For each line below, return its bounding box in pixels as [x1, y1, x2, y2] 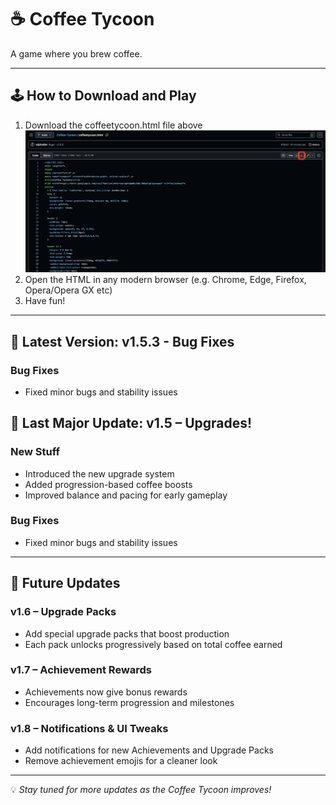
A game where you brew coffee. [10, 47, 143, 60]
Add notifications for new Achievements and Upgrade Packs [24, 744, 274, 756]
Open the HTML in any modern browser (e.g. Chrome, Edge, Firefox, [24, 274, 307, 286]
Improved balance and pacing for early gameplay [24, 489, 228, 501]
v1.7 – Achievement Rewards [10, 663, 153, 677]
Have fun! [24, 295, 66, 307]
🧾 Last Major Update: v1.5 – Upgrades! [10, 415, 253, 432]
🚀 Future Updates [10, 575, 121, 592]
